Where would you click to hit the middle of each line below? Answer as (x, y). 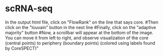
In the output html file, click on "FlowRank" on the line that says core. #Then (82, 22)
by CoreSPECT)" (22, 48)
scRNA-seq (29, 9)
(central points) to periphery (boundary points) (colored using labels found (80, 43)
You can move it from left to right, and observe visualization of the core (77, 38)
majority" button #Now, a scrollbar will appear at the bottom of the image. (79, 32)
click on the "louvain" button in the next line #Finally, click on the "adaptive (81, 27)
